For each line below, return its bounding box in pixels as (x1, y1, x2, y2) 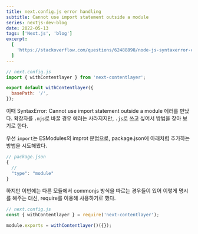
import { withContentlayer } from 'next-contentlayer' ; (6, 74, 146, 80)
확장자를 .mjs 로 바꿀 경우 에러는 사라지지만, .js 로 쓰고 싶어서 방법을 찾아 (14, 115, 181, 122)
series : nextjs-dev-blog (6, 19, 67, 25)
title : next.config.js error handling (6, 8, 101, 15)
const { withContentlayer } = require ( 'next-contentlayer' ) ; (6, 212, 160, 218)
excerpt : (6, 36, 28, 42)
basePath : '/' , (11, 90, 49, 96)
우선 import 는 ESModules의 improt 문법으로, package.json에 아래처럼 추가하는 (6, 135, 190, 142)
